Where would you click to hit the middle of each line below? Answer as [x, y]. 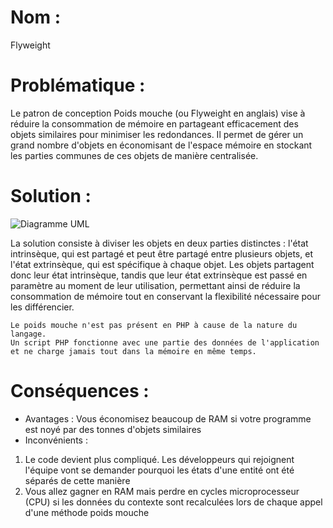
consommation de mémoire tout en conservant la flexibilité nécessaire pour [166, 296]
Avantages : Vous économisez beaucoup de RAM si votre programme [168, 418]
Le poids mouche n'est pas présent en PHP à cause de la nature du [154, 325]
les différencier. [42, 307]
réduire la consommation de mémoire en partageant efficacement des [154, 123]
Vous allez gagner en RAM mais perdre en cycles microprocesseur [162, 491]
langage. [28, 334]
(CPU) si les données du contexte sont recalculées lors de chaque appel [173, 502]
